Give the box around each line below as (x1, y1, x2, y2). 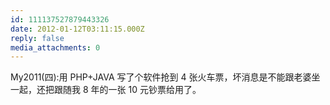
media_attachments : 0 (10, 42, 101, 53)
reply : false (10, 33, 65, 43)
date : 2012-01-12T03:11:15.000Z (10, 24, 145, 34)
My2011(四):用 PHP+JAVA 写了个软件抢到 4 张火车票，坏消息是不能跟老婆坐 (10, 71, 321, 83)
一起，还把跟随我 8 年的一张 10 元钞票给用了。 (10, 84, 202, 96)
